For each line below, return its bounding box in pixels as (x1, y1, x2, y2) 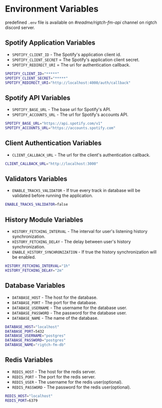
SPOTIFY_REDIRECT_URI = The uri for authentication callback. (12, 62, 131, 67)
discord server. (5, 24, 35, 30)
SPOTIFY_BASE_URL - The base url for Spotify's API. (12, 107, 111, 113)
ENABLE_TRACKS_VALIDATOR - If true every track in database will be (12, 188, 141, 194)
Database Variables (5, 281, 65, 290)
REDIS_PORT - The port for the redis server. (12, 374, 96, 379)
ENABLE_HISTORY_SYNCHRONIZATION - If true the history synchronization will (12, 249, 157, 255)
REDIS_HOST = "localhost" (5, 393, 53, 398)
